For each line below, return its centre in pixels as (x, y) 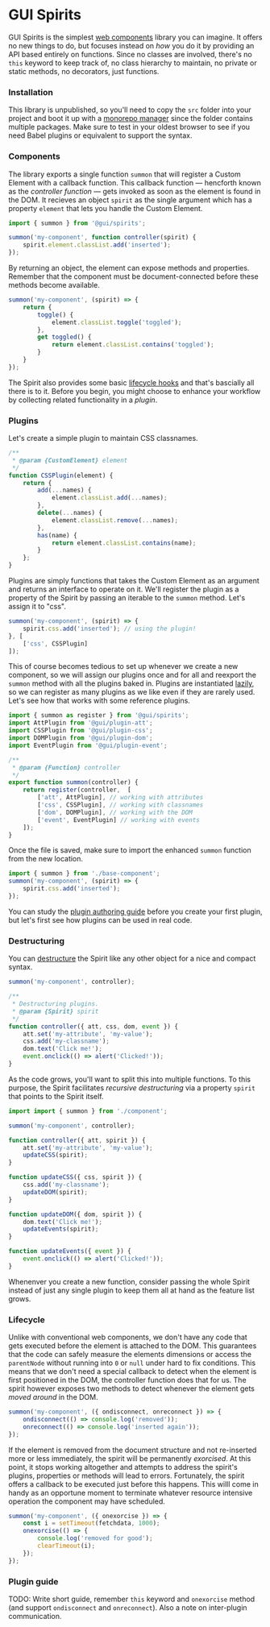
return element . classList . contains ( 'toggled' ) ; (133, 345)
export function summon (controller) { (73, 782)
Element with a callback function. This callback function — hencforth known (135, 182)
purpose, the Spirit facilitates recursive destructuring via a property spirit (132, 1087)
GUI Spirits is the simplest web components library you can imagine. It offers (136, 37)
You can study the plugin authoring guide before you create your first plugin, (135, 911)
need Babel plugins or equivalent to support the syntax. (100, 135)
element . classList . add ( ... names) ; (109, 498)
